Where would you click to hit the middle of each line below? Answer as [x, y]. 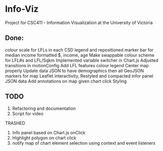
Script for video [28, 113]
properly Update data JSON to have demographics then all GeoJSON [74, 71]
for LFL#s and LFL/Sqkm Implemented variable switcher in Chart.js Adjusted [82, 60]
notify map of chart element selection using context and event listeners [84, 143]
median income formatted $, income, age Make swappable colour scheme [80, 55]
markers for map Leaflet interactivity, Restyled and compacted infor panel [79, 76]
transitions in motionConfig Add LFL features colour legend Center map [77, 65]
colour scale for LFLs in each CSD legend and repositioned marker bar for [79, 50]
